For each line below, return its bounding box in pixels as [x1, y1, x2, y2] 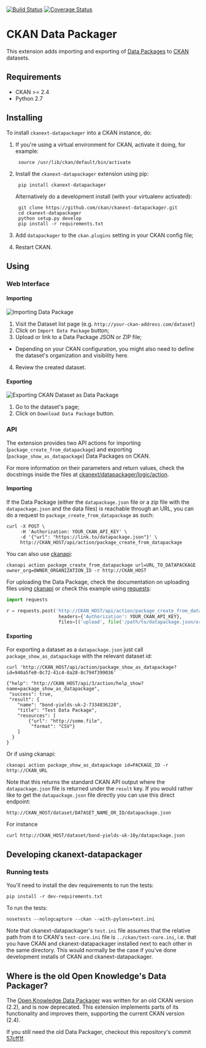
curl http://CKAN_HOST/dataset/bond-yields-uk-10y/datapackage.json [6, 832, 185, 839]
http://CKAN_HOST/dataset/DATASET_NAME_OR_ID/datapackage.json [6, 810, 172, 816]
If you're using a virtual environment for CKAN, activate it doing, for [15, 141, 186, 148]
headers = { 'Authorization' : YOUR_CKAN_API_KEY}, [58, 613, 183, 620]
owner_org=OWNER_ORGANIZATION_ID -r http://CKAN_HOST [6, 567, 147, 574]
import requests [6, 596, 48, 603]
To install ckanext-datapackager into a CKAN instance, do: [6, 129, 152, 136]
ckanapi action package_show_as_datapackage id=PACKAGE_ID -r [6, 762, 169, 768]
